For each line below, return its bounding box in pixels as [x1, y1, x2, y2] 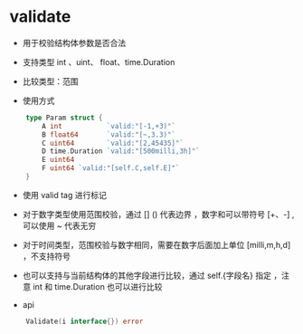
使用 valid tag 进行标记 [22, 189, 107, 200]
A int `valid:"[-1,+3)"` [42, 121, 176, 130]
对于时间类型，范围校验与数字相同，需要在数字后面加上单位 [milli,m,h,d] [22, 239, 291, 250]
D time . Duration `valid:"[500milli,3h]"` [42, 147, 201, 156]
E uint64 [42, 156, 75, 165]
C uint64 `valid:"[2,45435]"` [42, 138, 184, 148]
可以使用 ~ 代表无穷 [22, 220, 97, 231]
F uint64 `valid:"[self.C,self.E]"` [42, 164, 180, 173]
